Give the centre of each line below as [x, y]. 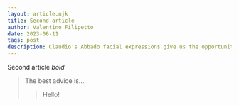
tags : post [23, 40]
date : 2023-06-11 [33, 34]
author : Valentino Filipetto [51, 27]
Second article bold [36, 67]
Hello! [51, 94]
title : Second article [41, 21]
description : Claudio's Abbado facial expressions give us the [103, 47]
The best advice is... [54, 81]
